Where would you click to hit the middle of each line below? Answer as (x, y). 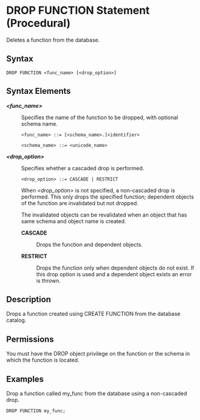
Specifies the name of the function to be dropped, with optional (100, 117)
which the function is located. (43, 360)
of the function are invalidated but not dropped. (80, 203)
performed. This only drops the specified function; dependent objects (108, 197)
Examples (25, 379)
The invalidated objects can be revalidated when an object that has (104, 215)
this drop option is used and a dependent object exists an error (114, 274)
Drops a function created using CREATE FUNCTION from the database (93, 314)
